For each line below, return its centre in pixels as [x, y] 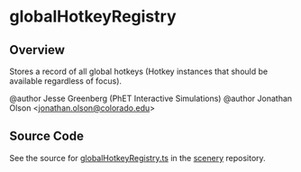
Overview [37, 50]
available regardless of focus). [66, 81]
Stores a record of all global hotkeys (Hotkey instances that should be [139, 71]
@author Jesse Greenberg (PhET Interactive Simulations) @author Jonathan [151, 98]
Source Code [46, 136]
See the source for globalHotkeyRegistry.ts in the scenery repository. [137, 158]
